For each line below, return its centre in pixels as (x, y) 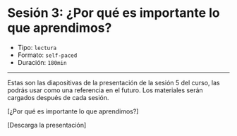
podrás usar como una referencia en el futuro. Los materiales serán (105, 90)
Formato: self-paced (47, 55)
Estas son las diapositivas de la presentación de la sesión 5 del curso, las (114, 82)
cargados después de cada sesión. (58, 97)
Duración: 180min (42, 62)
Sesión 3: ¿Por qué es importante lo (114, 13)
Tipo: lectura (37, 47)
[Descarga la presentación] (47, 125)
